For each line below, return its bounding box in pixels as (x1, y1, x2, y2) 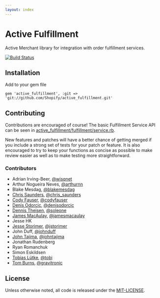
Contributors (5, 165, 37, 172)
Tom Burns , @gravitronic (12, 260, 63, 266)
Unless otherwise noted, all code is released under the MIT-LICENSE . (5, 287, 145, 294)
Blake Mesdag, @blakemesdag (12, 186, 75, 192)
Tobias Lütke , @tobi (12, 255, 53, 261)
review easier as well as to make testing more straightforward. (5, 152, 131, 158)
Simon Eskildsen (12, 250, 46, 256)
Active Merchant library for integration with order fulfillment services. (5, 45, 145, 51)
